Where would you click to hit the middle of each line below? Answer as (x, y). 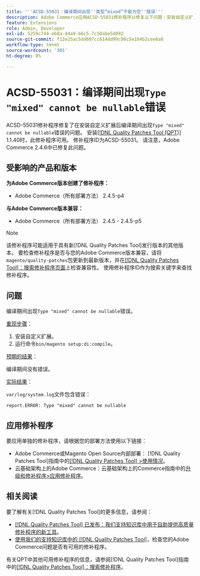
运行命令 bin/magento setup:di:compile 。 (65, 344)
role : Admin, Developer (36, 28)
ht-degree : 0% (24, 56)
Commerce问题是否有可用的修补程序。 (62, 547)
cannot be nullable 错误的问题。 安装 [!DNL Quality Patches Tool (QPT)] (94, 132)
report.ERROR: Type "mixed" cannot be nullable (66, 406)
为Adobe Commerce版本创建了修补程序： (58, 183)
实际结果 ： (19, 382)
